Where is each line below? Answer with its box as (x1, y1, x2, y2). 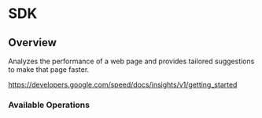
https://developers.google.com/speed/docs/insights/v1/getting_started (8, 80, 238, 89)
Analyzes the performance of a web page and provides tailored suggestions (8, 56, 255, 66)
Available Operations (8, 99, 90, 110)
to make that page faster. (8, 65, 90, 74)
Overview (8, 36, 57, 49)
